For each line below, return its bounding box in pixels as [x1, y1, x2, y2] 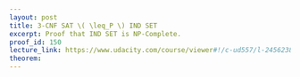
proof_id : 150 [9, 37, 62, 47]
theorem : [9, 54, 42, 63]
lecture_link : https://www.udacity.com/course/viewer [9, 46, 214, 55]
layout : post [9, 12, 58, 22]
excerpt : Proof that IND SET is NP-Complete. [9, 29, 181, 38]
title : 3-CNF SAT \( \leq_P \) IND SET [9, 21, 158, 30]
